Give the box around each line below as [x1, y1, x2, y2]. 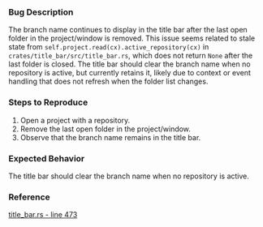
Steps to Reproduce [8, 96, 88, 108]
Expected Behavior [8, 152, 85, 164]
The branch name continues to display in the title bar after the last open [8, 25, 248, 35]
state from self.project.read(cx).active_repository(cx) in [8, 42, 209, 52]
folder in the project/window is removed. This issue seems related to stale [8, 33, 256, 43]
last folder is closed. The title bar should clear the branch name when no [8, 59, 251, 69]
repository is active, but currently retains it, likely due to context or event [8, 68, 252, 78]
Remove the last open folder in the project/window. [19, 124, 191, 134]
